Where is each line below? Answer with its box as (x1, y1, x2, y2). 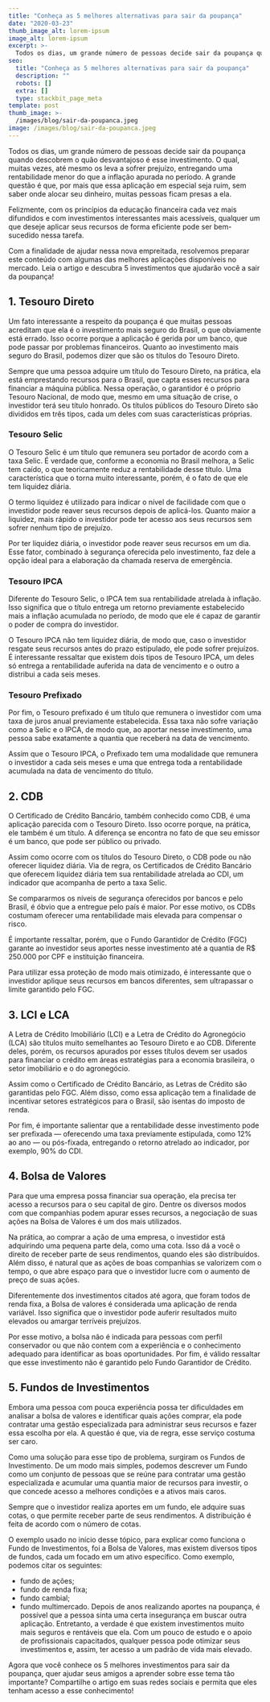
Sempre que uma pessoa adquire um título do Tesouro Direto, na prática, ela (8, 366, 261, 375)
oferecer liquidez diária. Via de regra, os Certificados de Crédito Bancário (8, 861, 252, 871)
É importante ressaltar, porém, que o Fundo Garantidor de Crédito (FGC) (8, 935, 247, 945)
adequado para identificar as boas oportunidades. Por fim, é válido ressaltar (8, 1348, 261, 1358)
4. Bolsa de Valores (8, 1170, 107, 1183)
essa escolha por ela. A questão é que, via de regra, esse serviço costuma (8, 1427, 256, 1438)
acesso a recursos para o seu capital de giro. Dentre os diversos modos (8, 1199, 247, 1209)
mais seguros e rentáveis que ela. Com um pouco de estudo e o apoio (19, 1627, 252, 1637)
